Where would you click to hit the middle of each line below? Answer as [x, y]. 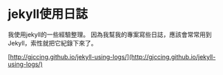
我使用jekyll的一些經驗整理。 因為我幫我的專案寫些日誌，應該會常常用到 [110, 34]
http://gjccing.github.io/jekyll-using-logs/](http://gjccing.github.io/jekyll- [113, 56]
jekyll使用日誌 [48, 14]
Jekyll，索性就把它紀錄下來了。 [52, 43]
